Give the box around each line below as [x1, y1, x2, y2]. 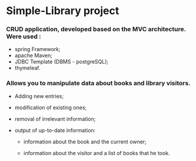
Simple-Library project [6, 4, 119, 18]
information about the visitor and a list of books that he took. [23, 149, 170, 156]
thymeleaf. [14, 65, 41, 72]
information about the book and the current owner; [23, 138, 147, 145]
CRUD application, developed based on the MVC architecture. [6, 25, 187, 33]
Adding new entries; [14, 92, 64, 99]
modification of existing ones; [14, 104, 87, 111]
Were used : [6, 32, 41, 41]
